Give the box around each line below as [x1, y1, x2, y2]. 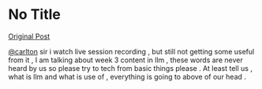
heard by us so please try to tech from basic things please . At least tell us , [8, 63, 253, 72]
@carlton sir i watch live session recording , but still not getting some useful [8, 46, 255, 56]
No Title [8, 6, 62, 24]
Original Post [8, 32, 51, 41]
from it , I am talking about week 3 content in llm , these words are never [8, 55, 243, 65]
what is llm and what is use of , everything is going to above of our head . [8, 72, 247, 81]
